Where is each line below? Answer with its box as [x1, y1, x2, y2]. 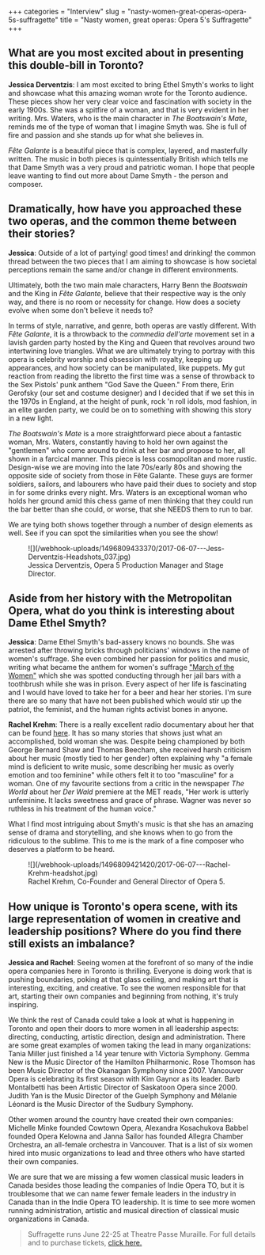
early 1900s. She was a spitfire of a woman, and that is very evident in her [8, 105, 249, 114]
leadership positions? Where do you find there [8, 924, 242, 937]
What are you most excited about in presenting [8, 47, 244, 60]
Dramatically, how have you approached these [8, 202, 242, 216]
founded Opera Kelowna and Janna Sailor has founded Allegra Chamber [8, 1131, 244, 1141]
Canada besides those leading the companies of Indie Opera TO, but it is [8, 1181, 245, 1190]
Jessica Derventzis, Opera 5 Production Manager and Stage [28, 560, 224, 569]
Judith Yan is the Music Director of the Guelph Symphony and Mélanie [8, 1091, 237, 1101]
